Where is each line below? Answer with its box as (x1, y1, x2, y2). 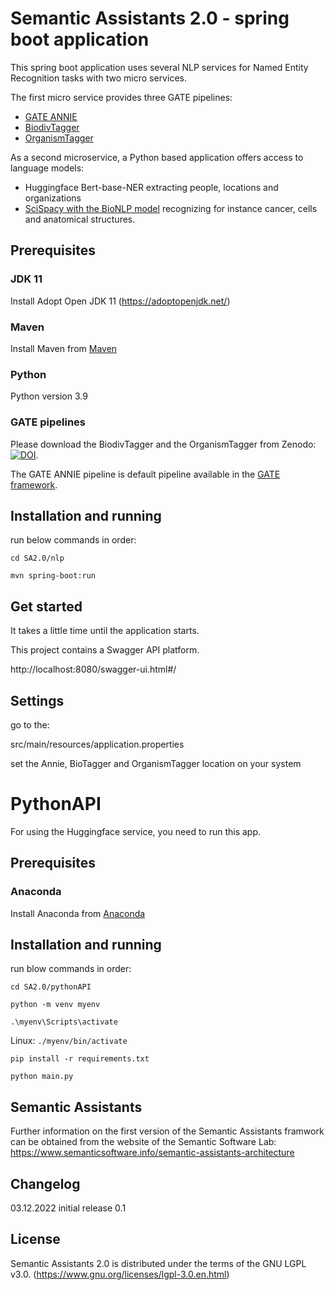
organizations (24, 192, 82, 204)
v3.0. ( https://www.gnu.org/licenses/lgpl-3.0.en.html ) (10, 1268, 230, 1280)
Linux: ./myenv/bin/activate (10, 1035, 128, 1047)
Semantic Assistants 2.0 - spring (10, 7, 290, 30)
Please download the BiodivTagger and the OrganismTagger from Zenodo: (10, 438, 317, 450)
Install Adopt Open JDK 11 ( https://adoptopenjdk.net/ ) (10, 295, 231, 307)
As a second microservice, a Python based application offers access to (10, 151, 304, 163)
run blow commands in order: (10, 963, 132, 975)
